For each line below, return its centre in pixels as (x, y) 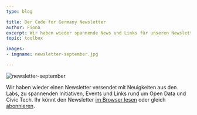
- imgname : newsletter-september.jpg (52, 54)
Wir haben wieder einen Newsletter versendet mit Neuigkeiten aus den (91, 87)
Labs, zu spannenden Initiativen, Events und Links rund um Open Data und (96, 93)
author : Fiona (23, 27)
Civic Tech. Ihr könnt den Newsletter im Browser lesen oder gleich (86, 99)
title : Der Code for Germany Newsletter (56, 22)
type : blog (19, 11)
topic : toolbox (25, 39)
